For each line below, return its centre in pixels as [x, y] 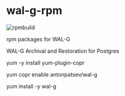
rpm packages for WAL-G [38, 39]
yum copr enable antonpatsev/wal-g [52, 74]
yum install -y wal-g [31, 86]
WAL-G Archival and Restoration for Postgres [63, 51]
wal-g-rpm [34, 11]
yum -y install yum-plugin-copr [45, 63]
